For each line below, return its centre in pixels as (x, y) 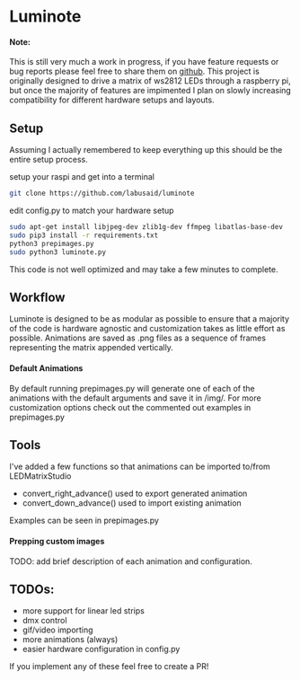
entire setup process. (49, 160)
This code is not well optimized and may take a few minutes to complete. (144, 269)
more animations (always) (70, 640)
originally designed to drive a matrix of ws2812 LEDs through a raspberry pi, (150, 81)
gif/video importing (57, 630)
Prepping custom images (57, 541)
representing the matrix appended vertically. (91, 348)
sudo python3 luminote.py (57, 252)
